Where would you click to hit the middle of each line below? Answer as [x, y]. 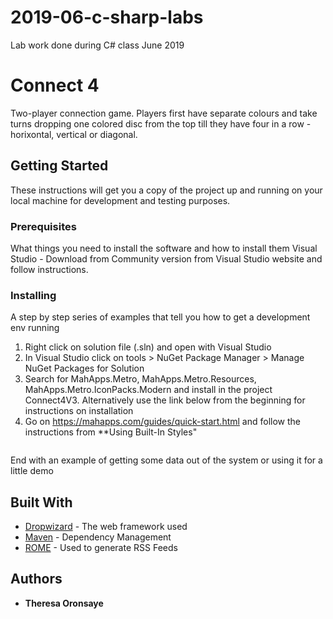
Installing [33, 295]
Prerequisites [43, 226]
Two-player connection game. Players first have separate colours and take [164, 113]
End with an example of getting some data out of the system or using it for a [166, 460]
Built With [41, 502]
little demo [32, 471]
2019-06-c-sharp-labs [107, 17]
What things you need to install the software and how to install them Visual [164, 248]
